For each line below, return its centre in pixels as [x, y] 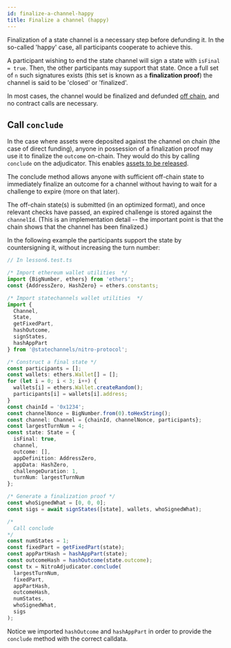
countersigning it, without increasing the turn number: [84, 248]
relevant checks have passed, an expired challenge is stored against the [110, 212]
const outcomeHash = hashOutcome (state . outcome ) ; [80, 560]
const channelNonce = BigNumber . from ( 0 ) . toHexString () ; [89, 413]
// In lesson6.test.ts [40, 260]
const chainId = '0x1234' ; [46, 407]
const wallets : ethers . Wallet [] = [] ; [63, 375]
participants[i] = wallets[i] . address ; [71, 394]
